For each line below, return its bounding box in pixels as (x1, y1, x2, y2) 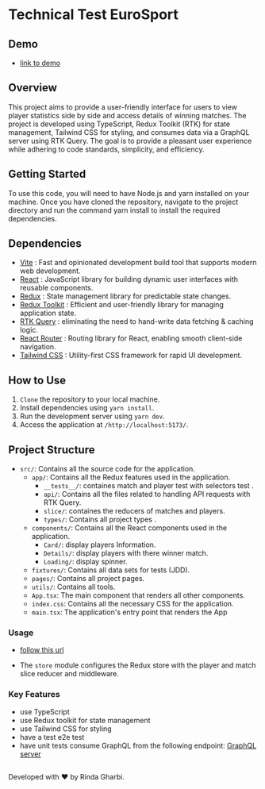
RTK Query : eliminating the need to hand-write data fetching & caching (19, 317, 254, 326)
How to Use (8, 373, 67, 387)
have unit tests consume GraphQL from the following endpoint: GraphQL (19, 741, 257, 750)
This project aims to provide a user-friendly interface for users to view (8, 102, 238, 112)
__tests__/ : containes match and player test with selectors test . (43, 481, 254, 491)
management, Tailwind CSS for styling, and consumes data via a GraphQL (8, 127, 250, 137)
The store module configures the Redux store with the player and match (19, 660, 256, 670)
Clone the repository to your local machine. (19, 394, 160, 404)
